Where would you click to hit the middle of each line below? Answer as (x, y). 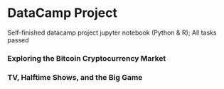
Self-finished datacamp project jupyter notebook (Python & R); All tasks (112, 32)
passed (18, 40)
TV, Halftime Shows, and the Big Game (75, 77)
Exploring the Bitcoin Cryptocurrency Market (87, 58)
